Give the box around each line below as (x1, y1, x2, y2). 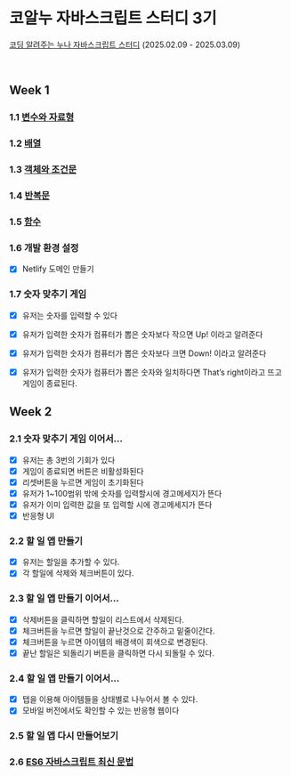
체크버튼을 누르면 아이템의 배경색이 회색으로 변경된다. (21, 636, 208, 647)
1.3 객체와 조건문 (9, 164, 77, 176)
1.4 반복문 (9, 190, 51, 202)
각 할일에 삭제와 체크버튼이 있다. (21, 568, 134, 578)
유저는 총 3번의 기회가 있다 (21, 455, 116, 465)
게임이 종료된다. (21, 377, 77, 388)
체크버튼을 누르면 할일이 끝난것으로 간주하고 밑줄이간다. (21, 625, 215, 636)
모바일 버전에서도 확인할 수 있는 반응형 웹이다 (21, 705, 180, 716)
